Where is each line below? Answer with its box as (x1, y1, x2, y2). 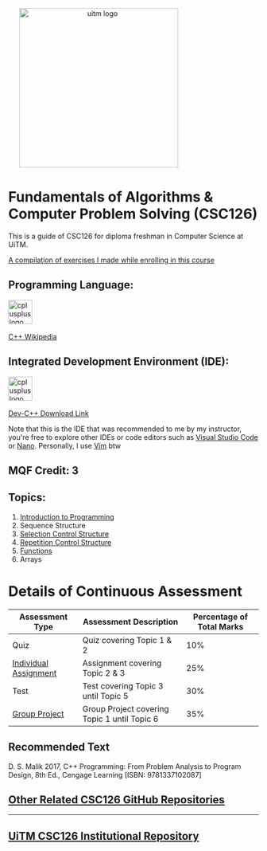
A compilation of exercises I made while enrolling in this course (8, 255, 215, 265)
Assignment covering (82, 657, 162, 669)
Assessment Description (82, 616, 179, 627)
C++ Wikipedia (8, 331, 57, 341)
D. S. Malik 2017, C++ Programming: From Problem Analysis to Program (8, 761, 242, 771)
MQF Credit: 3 (8, 464, 79, 477)
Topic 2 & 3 (82, 667, 126, 678)
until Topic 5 (82, 690, 129, 701)
